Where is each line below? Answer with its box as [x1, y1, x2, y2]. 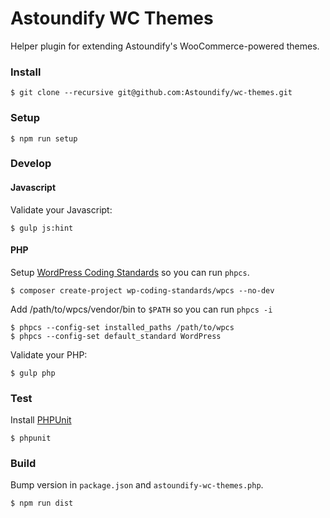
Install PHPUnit [10, 414, 72, 426]
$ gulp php [10, 368, 56, 378]
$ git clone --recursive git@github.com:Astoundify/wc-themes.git [10, 88, 293, 98]
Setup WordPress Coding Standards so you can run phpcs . [10, 266, 250, 278]
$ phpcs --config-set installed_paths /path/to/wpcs [10, 322, 235, 332]
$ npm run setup [10, 133, 78, 144]
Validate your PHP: [10, 348, 88, 361]
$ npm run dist [10, 498, 74, 509]
